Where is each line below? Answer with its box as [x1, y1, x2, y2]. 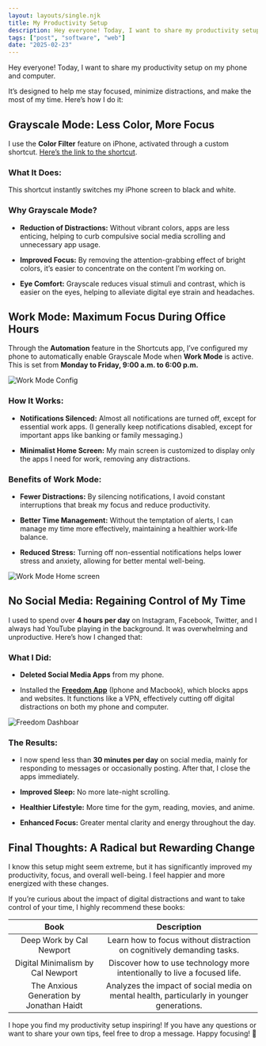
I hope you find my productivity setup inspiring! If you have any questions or [8, 1021, 257, 1030]
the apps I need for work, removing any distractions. [19, 454, 191, 463]
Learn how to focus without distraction [107, 935, 251, 946]
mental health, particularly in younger [109, 991, 249, 1002]
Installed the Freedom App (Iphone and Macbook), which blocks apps [19, 686, 249, 695]
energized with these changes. [8, 879, 109, 888]
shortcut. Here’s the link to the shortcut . [8, 147, 138, 157]
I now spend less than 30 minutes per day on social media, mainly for [19, 755, 248, 765]
